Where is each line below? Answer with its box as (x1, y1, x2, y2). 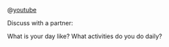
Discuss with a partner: (7, 19, 73, 27)
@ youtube (7, 6, 37, 14)
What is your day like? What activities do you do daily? (7, 32, 163, 40)
